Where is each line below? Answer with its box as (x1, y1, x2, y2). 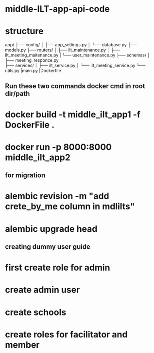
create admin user (5, 284, 80, 296)
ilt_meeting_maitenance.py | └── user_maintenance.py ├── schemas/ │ (5, 52, 151, 58)
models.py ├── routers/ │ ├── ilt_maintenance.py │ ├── (5, 47, 120, 53)
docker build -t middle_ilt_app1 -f (5, 109, 141, 120)
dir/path (5, 89, 30, 98)
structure (5, 26, 44, 37)
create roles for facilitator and (5, 329, 128, 340)
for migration (5, 171, 46, 180)
